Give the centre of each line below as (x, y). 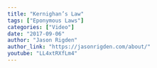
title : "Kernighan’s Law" (45, 14)
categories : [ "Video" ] (41, 27)
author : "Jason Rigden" (43, 40)
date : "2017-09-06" (36, 34)
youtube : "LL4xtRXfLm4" (43, 54)
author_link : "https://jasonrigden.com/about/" (79, 47)
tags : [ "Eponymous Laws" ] (45, 21)
